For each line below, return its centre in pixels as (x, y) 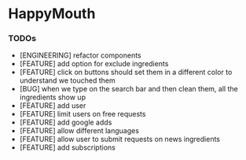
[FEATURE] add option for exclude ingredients (94, 64)
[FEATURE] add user (53, 106)
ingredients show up (53, 97)
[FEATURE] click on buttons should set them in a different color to (126, 73)
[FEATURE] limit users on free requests (83, 114)
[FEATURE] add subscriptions (67, 147)
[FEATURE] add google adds (66, 122)
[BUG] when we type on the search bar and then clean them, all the (129, 89)
